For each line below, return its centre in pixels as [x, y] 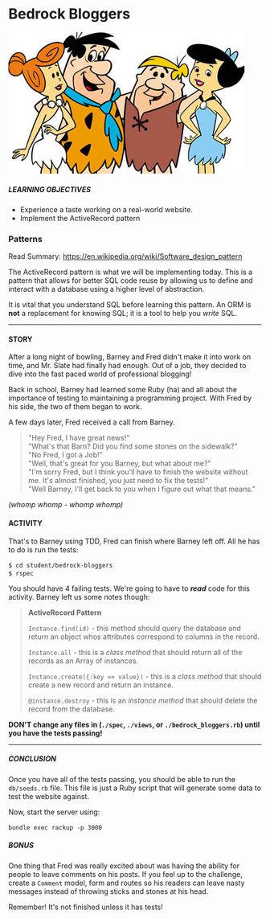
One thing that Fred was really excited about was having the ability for [124, 866]
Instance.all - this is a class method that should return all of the [135, 652]
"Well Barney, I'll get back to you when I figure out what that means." [141, 489]
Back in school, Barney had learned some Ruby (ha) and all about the [123, 390]
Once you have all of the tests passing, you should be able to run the [122, 779]
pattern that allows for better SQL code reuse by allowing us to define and [131, 281]
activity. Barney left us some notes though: [79, 596]
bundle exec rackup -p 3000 [55, 828]
